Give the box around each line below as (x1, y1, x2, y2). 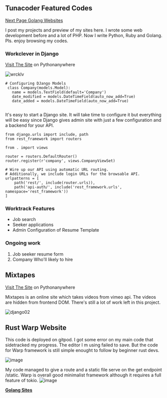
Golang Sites (5, 387, 33, 393)
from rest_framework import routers (5, 136, 82, 142)
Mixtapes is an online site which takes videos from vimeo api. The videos (5, 294, 156, 300)
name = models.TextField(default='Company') (12, 90, 107, 95)
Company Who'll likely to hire (12, 256, 73, 262)
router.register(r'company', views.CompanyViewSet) (5, 158, 115, 163)
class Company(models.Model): (7, 85, 71, 91)
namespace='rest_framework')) (5, 189, 69, 194)
